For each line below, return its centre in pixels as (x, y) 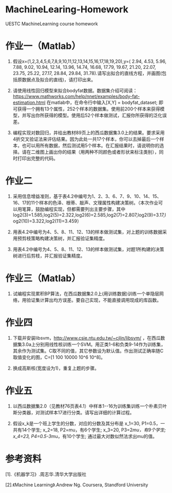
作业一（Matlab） (43, 46)
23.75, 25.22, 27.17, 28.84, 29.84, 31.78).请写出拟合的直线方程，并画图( (87, 73)
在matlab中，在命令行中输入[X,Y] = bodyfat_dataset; (102, 102)
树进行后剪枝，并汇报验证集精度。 (49, 255)
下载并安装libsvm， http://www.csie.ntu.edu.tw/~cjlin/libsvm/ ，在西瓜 (87, 338)
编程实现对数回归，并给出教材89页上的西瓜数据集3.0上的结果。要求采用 (89, 133)
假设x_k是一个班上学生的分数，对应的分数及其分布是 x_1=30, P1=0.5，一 (89, 423)
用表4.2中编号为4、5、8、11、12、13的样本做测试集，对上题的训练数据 (88, 232)
